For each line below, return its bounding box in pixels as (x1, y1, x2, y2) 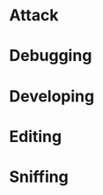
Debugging (9, 46, 92, 66)
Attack (9, 5, 59, 26)
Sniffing (9, 167, 69, 186)
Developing (9, 86, 95, 106)
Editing (9, 126, 63, 146)
